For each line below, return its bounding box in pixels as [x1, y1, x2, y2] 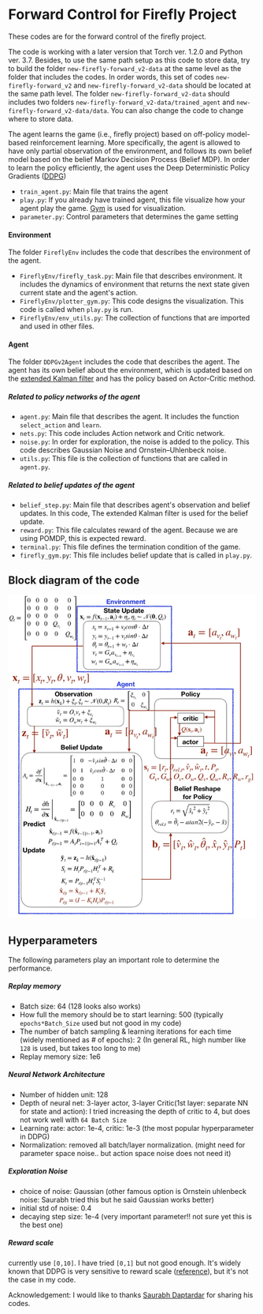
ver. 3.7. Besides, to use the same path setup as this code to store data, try [8, 55, 250, 65]
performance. [8, 963, 53, 973]
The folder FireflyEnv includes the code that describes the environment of [8, 247, 251, 257]
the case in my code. [8, 1275, 76, 1284]
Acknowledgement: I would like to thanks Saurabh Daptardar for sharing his [8, 1290, 254, 1300]
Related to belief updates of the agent [8, 480, 135, 490]
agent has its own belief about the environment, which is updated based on [8, 366, 253, 375]
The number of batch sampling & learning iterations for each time [19, 1027, 232, 1036]
